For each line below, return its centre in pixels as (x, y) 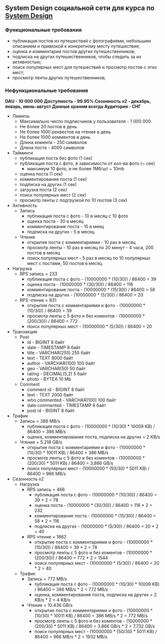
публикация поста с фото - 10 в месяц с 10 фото (78, 216)
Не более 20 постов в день (48, 126)
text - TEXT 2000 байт (50, 395)
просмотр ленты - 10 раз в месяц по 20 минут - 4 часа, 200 (90, 248)
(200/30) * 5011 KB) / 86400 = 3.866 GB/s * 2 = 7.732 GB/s (95, 626)
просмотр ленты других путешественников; (59, 77)
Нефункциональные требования (47, 90)
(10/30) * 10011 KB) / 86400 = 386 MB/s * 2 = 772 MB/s (91, 615)
